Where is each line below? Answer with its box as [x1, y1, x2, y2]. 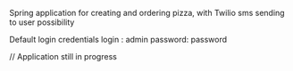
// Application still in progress [9, 51, 118, 61]
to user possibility [9, 17, 75, 28]
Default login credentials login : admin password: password [9, 35, 228, 44]
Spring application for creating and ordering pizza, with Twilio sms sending [9, 8, 285, 18]
